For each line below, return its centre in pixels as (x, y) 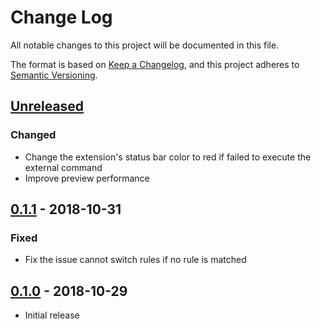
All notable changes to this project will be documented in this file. (145, 45)
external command (63, 167)
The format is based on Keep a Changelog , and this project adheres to (155, 64)
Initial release (52, 315)
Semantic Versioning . (54, 75)
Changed (33, 135)
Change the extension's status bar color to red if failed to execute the (168, 157)
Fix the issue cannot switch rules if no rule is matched (135, 260)
